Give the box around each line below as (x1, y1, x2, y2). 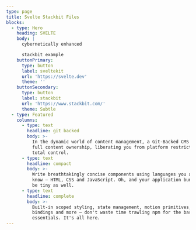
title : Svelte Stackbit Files (6, 14, 80, 20)
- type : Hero (11, 25, 43, 31)
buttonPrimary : (16, 57, 54, 63)
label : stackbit (21, 95, 61, 101)
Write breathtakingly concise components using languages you (32, 171, 187, 177)
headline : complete (27, 193, 75, 199)
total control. (32, 150, 69, 156)
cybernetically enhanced (21, 42, 82, 47)
